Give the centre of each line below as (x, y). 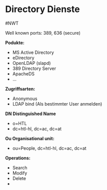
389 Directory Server (34, 68)
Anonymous (25, 99)
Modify (20, 173)
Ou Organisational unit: (30, 138)
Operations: (18, 158)
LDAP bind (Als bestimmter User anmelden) (57, 104)
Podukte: (15, 42)
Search (20, 167)
